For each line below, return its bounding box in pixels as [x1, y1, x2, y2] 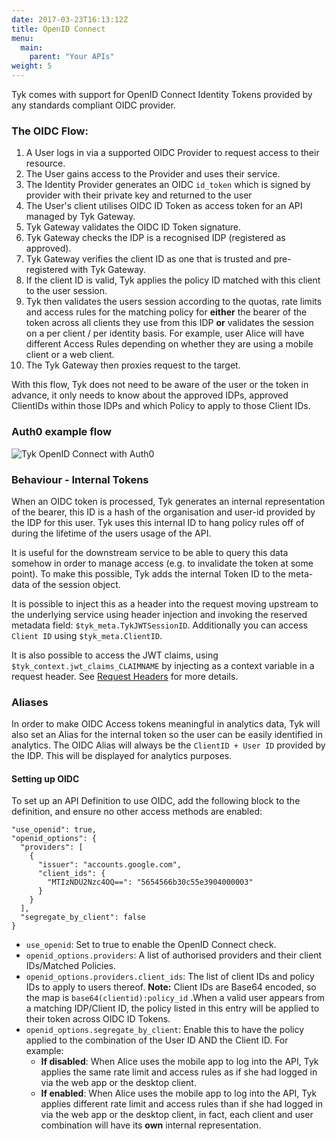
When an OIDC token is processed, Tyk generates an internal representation [11, 495, 326, 507]
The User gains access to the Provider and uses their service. [25, 168, 281, 180]
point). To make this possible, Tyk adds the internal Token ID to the [11, 567, 286, 580]
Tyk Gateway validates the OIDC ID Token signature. [25, 221, 242, 233]
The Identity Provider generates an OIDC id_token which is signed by [25, 179, 311, 191]
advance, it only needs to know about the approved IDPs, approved [11, 389, 289, 401]
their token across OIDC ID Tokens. [25, 1013, 171, 1025]
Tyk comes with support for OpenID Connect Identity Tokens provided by [11, 89, 313, 100]
